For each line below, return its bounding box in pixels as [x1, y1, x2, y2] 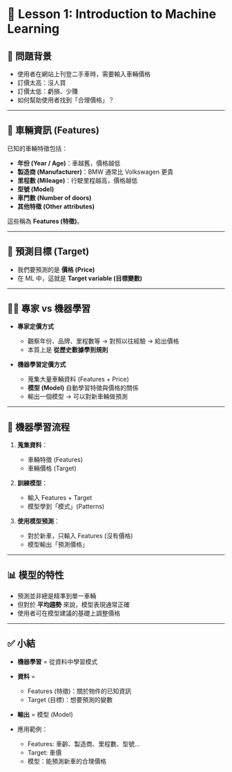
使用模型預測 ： [17, 517, 60, 526]
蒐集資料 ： [17, 441, 48, 449]
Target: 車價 [27, 748, 62, 757]
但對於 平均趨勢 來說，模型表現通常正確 [17, 600, 130, 609]
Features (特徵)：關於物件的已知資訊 [27, 687, 132, 695]
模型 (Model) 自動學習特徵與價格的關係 [27, 384, 139, 392]
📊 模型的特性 [7, 569, 64, 581]
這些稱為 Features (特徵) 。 [7, 217, 84, 225]
